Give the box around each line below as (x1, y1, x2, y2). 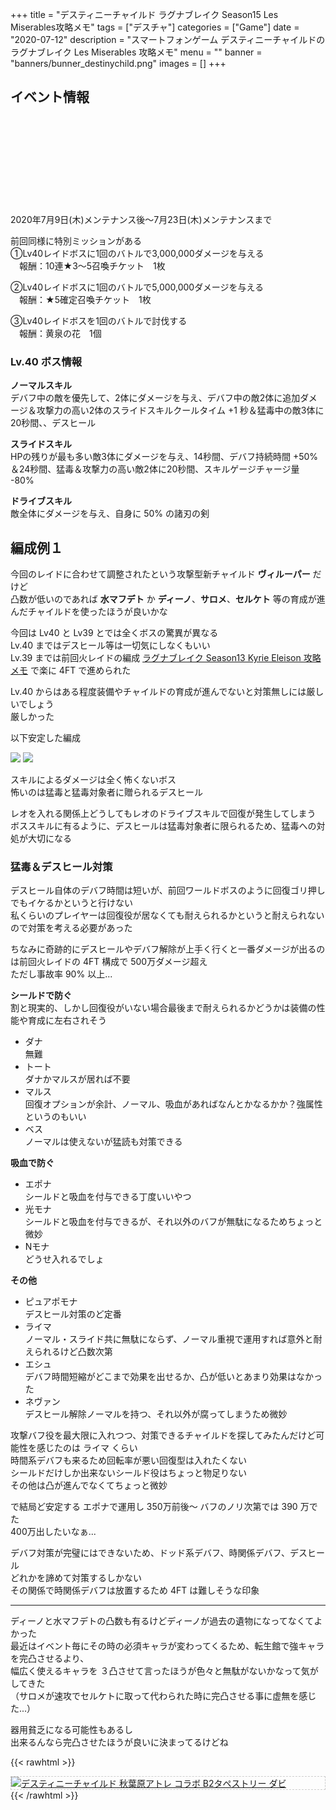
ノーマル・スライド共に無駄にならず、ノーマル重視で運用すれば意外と (24, 1333, 314, 1345)
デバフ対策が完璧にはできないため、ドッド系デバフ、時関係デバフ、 (10, 1547, 290, 1559)
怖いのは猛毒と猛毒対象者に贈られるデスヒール (10, 786, 203, 798)
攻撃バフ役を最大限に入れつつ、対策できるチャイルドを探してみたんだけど (10, 1429, 317, 1442)
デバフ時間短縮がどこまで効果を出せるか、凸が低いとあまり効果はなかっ (24, 1371, 323, 1383)
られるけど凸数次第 (33, 1346, 113, 1358)
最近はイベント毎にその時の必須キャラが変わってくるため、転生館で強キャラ (10, 1640, 325, 1652)
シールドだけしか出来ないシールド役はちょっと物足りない (10, 1467, 247, 1479)
